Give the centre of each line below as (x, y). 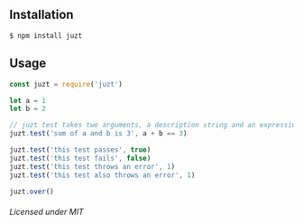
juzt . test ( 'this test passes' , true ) (80, 150)
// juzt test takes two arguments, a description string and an (133, 126)
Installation (41, 15)
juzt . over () (32, 191)
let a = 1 (28, 100)
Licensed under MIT (46, 211)
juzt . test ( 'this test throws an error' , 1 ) (92, 166)
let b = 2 (28, 109)
